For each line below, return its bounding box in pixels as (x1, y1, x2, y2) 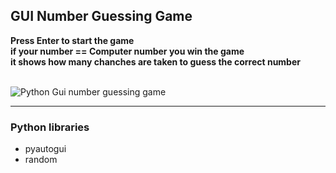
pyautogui (24, 143, 67, 155)
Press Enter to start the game (10, 34, 135, 46)
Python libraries (10, 120, 90, 134)
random (24, 154, 58, 166)
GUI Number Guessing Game (10, 8, 193, 25)
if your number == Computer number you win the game (10, 45, 245, 57)
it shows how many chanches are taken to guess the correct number (10, 55, 301, 68)
